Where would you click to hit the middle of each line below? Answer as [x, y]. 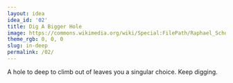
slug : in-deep [28, 46]
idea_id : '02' [28, 20]
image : [17, 33]
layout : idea [26, 13]
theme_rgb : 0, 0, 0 [35, 39]
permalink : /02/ [31, 53]
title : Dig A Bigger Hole [44, 26]
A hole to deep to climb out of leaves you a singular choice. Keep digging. [113, 72]
